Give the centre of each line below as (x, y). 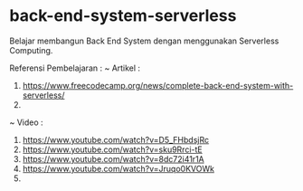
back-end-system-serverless (123, 16)
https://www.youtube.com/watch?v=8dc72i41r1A (114, 158)
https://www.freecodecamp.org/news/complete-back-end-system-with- (158, 85)
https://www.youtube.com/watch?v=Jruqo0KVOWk (118, 168)
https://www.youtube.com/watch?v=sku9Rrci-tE (112, 149)
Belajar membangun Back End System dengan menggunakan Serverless (144, 41)
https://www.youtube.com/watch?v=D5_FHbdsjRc (116, 139)
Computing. (31, 50)
